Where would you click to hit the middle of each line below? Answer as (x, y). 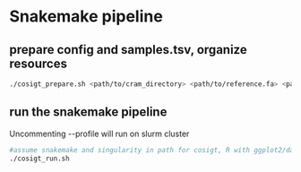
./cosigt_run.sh (39, 159)
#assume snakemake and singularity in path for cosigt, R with (130, 150)
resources (38, 63)
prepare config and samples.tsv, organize (129, 50)
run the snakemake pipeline (88, 112)
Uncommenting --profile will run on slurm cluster (99, 133)
